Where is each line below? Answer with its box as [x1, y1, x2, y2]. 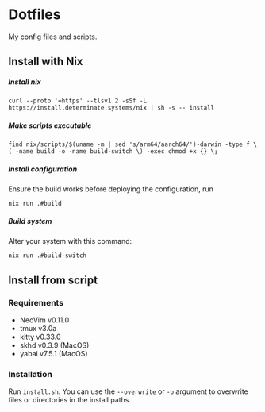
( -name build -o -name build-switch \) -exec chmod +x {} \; [8, 148, 218, 156]
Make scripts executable [8, 121, 92, 130]
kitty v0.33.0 [19, 332, 61, 341]
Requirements [8, 297, 64, 308]
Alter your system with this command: [8, 237, 132, 246]
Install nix [8, 77, 41, 87]
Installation [8, 368, 53, 379]
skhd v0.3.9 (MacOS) [19, 340, 90, 350]
